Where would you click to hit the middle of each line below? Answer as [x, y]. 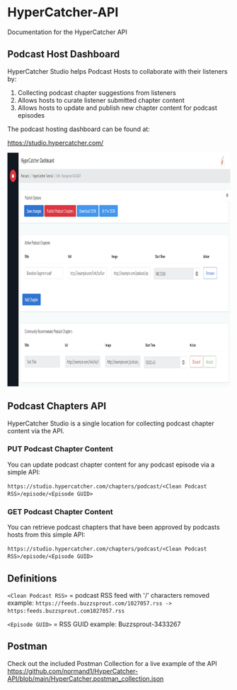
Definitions [32, 578]
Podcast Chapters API [57, 406]
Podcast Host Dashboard [64, 54]
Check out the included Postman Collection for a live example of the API [112, 663]
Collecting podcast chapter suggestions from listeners [97, 92]
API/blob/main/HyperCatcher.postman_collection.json [86, 679]
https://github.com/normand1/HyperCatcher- [73, 671]
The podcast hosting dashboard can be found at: [79, 129]
